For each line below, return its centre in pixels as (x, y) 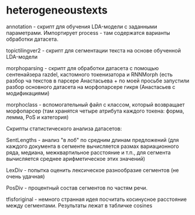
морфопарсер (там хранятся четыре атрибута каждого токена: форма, (95, 111)
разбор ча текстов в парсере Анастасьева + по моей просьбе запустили (98, 81)
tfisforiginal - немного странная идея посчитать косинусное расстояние (96, 199)
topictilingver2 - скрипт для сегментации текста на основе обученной (93, 50)
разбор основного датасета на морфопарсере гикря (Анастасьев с (91, 87)
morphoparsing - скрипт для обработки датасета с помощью (83, 68)
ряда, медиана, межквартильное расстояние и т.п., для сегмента (89, 152)
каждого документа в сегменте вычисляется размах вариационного (93, 146)
